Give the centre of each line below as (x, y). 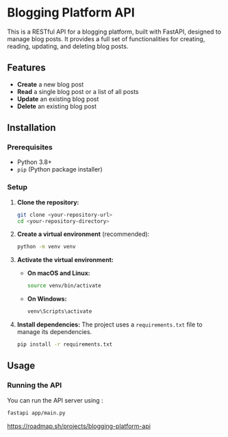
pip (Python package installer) (60, 169)
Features (26, 68)
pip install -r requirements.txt (65, 344)
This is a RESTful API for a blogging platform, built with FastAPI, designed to (114, 32)
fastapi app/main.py (37, 413)
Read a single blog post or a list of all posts (78, 91)
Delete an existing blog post (57, 106)
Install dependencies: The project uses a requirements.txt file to (110, 324)
